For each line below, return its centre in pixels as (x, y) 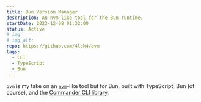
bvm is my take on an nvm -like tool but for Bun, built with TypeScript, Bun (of (100, 86)
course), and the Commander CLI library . (58, 93)
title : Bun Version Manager (42, 12)
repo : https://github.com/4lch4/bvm (53, 46)
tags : (13, 52)
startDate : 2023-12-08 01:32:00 (47, 23)
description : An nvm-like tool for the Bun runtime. (75, 18)
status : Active (26, 29)
